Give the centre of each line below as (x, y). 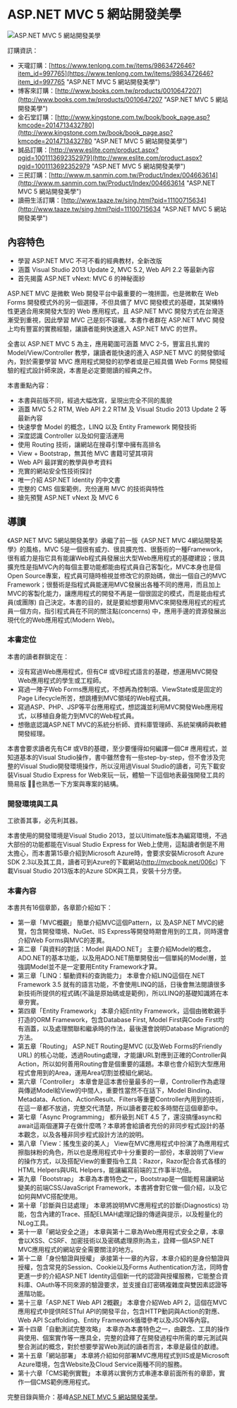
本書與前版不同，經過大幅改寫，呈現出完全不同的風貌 (95, 400)
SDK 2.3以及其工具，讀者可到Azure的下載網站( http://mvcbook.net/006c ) (113, 862)
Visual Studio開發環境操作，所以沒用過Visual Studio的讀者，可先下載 (120, 766)
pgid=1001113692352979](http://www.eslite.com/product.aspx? (110, 158)
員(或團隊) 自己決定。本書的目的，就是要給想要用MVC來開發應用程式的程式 (116, 602)
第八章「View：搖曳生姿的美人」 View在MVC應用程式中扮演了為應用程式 (123, 1144)
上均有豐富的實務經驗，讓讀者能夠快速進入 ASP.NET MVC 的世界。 (104, 329)
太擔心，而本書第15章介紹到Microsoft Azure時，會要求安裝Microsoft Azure (116, 853)
